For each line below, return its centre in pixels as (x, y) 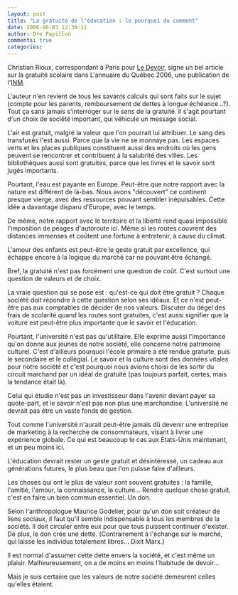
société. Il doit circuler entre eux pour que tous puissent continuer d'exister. (118, 526)
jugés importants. (33, 170)
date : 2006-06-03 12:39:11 (47, 27)
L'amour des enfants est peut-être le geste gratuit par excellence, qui (109, 249)
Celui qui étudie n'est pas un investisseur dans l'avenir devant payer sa (111, 395)
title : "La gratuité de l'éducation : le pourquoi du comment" (103, 21)
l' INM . (16, 82)
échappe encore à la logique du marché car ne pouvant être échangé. (110, 257)
